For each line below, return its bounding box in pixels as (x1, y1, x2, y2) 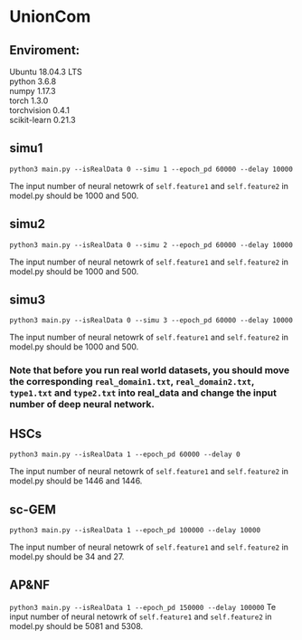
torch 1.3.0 (9, 95, 49, 106)
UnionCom (9, 6, 91, 27)
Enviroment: (9, 43, 80, 58)
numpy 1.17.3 (9, 86, 56, 96)
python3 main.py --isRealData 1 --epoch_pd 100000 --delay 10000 (9, 525, 260, 535)
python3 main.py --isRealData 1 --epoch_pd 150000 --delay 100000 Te (9, 601, 277, 612)
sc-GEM (9, 501, 57, 517)
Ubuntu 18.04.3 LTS (9, 66, 83, 77)
